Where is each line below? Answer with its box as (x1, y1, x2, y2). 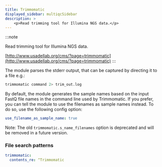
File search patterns (5, 142, 54, 148)
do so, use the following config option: (5, 107, 82, 112)
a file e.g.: (5, 73, 25, 78)
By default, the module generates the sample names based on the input (5, 91, 149, 97)
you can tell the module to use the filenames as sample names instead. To (5, 101, 154, 107)
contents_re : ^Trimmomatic (9, 158, 64, 163)
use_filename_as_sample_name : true (5, 116, 78, 121)
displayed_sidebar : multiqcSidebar (5, 12, 78, 17)
